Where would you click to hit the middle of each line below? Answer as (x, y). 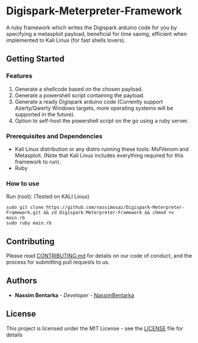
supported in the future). (45, 114)
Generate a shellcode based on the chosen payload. (79, 89)
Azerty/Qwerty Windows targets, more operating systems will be (94, 108)
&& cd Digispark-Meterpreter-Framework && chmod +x (109, 213)
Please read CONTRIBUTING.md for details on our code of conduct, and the (99, 256)
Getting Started (35, 59)
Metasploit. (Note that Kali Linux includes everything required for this (99, 155)
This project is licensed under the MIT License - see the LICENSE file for (95, 328)
